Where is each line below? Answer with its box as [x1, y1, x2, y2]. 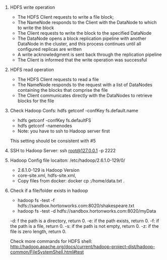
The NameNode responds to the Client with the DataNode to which [17, 20, 157, 25]
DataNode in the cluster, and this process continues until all [17, 41, 141, 47]
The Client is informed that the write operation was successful [17, 57, 147, 62]
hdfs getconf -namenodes [17, 123, 72, 128]
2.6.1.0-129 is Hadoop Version [17, 167, 80, 173]
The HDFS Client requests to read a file [17, 77, 99, 82]
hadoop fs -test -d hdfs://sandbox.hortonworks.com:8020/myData [17, 208, 156, 214]
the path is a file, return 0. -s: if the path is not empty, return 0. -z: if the [10, 223, 159, 229]
